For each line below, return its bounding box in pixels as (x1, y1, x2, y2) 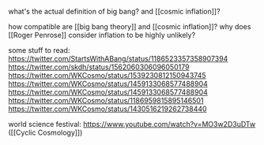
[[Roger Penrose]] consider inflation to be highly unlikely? (8, 31, 196, 39)
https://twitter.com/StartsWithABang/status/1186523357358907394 (8, 54, 228, 63)
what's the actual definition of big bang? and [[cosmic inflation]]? (8, 7, 221, 16)
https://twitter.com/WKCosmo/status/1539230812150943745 (8, 71, 207, 80)
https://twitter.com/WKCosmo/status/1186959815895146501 (8, 96, 204, 105)
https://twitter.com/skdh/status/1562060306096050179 (8, 62, 190, 72)
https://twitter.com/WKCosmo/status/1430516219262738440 (8, 104, 207, 113)
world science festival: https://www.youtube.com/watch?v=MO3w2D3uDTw (8, 120, 256, 128)
